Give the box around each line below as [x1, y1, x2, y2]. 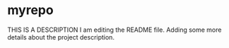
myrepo [7, 2, 54, 18]
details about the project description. [7, 32, 115, 41]
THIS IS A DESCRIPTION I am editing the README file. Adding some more [7, 25, 222, 34]
